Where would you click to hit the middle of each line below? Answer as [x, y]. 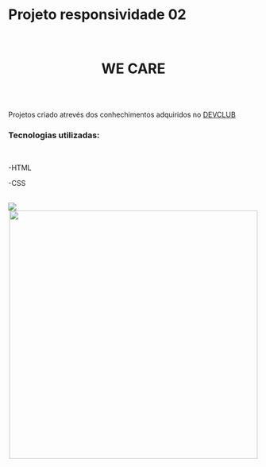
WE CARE [133, 69]
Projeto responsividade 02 [97, 15]
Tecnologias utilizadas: [54, 135]
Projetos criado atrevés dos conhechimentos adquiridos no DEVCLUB [122, 114]
